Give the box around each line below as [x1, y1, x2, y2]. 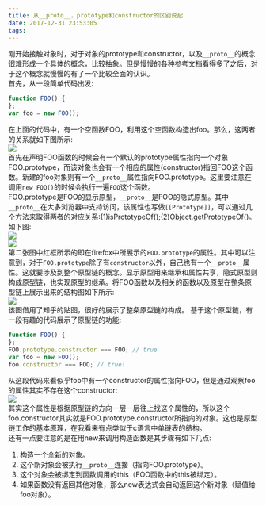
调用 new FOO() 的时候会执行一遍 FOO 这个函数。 [8, 182, 155, 191]
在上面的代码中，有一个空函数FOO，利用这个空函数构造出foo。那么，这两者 [8, 125, 256, 134]
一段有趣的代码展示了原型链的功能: [8, 315, 122, 324]
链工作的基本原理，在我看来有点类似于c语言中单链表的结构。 [8, 424, 207, 433]
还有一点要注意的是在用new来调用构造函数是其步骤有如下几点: [8, 433, 211, 443]
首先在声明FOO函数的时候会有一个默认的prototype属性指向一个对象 [8, 152, 228, 162]
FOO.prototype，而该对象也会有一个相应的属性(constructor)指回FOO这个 [8, 163, 246, 171]
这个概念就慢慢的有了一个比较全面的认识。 [14, 69, 154, 79]
